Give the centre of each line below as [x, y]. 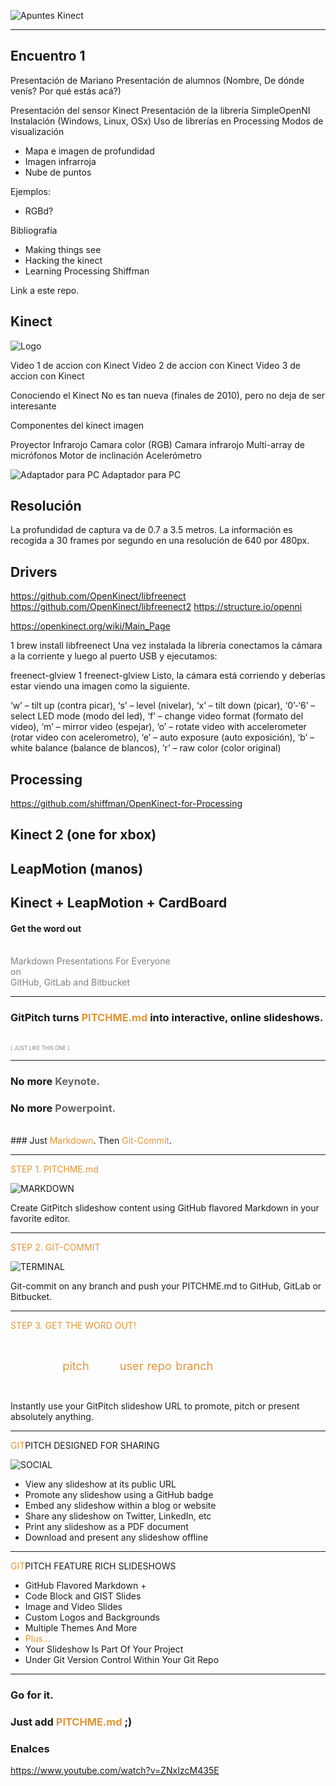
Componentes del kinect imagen [77, 425]
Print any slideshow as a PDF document [106, 1526]
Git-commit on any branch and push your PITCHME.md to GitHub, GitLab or [166, 1286]
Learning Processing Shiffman [87, 271]
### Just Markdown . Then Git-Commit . [91, 1140]
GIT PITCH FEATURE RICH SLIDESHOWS [93, 1566]
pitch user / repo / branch [138, 1365]
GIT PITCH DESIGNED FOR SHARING [85, 1445]
